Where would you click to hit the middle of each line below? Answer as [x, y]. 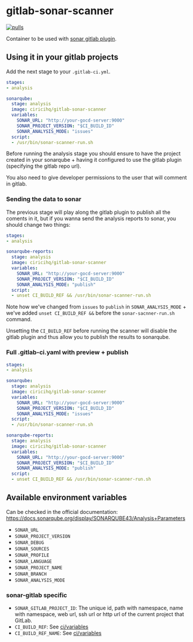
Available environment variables [67, 498]
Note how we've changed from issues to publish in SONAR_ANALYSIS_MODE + [96, 307]
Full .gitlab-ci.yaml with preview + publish [67, 353]
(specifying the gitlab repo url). [44, 166]
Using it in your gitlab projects [62, 57]
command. [19, 320]
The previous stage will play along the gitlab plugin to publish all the [88, 212]
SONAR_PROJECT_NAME [39, 568]
